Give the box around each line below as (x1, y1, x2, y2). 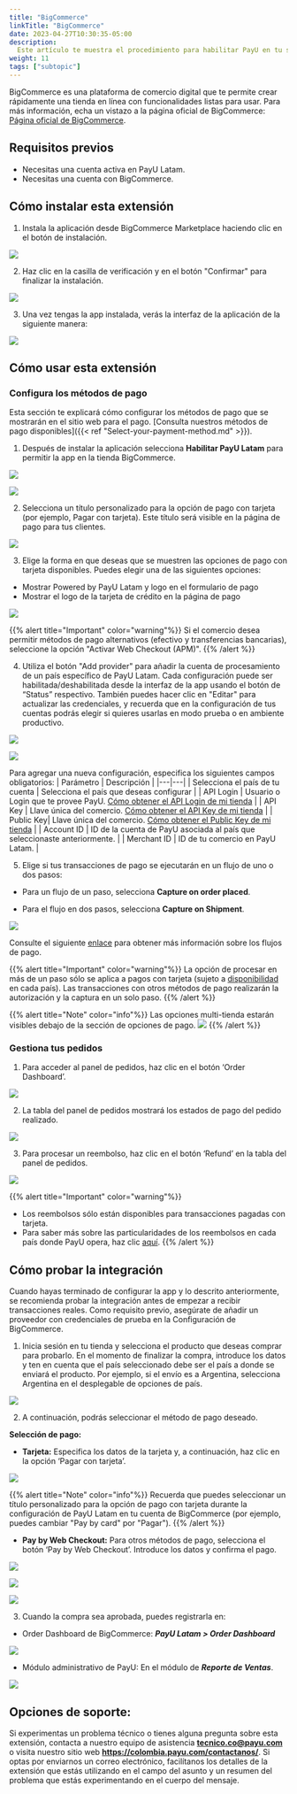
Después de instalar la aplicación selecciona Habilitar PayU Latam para (21, 443, 284, 454)
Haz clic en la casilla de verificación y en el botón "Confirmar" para (21, 266, 267, 276)
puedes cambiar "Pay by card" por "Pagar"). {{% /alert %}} (9, 1518, 225, 1528)
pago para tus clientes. (21, 521, 106, 532)
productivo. (21, 718, 65, 728)
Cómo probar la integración (9, 1262, 164, 1277)
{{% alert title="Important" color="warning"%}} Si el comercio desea (9, 625, 261, 635)
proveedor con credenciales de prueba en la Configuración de (9, 1314, 236, 1325)
